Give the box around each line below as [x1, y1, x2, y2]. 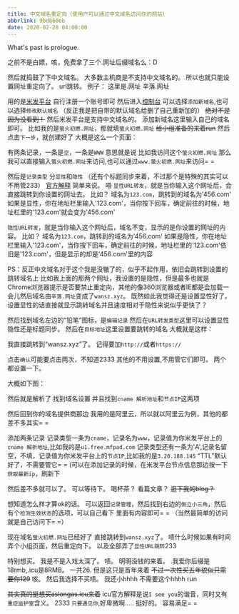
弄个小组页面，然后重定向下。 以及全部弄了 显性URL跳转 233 [7, 542, 177, 550]
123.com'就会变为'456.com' [34, 208, 116, 216]
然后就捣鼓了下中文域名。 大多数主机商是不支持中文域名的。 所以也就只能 [7, 73, 223, 82]
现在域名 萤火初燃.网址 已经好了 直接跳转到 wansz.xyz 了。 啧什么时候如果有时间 [7, 533, 231, 541]
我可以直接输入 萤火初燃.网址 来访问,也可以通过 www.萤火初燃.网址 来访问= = [7, 157, 215, 166]
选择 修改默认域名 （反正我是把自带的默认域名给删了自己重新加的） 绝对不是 [13, 106, 230, 115]
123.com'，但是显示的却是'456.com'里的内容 [21, 250, 153, 258]
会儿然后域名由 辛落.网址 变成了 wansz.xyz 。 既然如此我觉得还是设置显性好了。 [7, 292, 232, 301]
